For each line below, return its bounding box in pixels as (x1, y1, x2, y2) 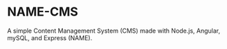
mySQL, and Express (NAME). (7, 33, 93, 42)
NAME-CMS (7, 4, 78, 20)
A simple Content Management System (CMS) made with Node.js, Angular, (7, 27, 221, 35)
